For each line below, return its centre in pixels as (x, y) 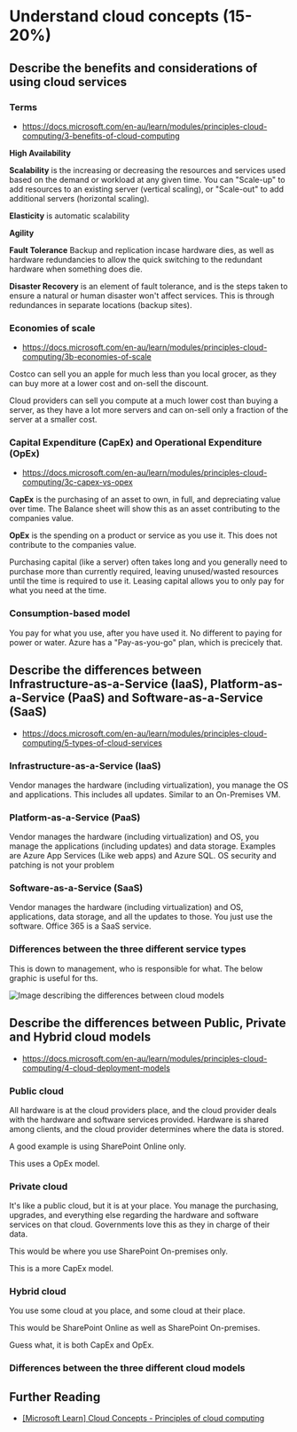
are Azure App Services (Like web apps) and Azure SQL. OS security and (143, 856)
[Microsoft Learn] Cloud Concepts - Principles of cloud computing (143, 1419)
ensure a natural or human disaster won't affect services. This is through (142, 296)
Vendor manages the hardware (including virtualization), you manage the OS (149, 785)
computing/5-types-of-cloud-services (92, 742)
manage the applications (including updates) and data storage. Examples (143, 846)
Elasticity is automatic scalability (70, 216)
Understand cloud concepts (114, 16)
